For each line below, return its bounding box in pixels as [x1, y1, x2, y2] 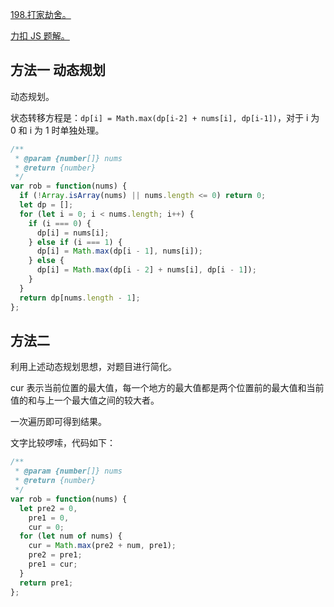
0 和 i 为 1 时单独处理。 [10, 124, 105, 136]
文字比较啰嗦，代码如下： [10, 437, 116, 449]
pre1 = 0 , [28, 513, 70, 523]
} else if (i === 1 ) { [28, 237, 123, 247]
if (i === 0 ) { [28, 218, 92, 228]
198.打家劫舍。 [10, 9, 72, 20]
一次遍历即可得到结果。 [10, 416, 107, 428]
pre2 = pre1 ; [28, 550, 83, 560]
